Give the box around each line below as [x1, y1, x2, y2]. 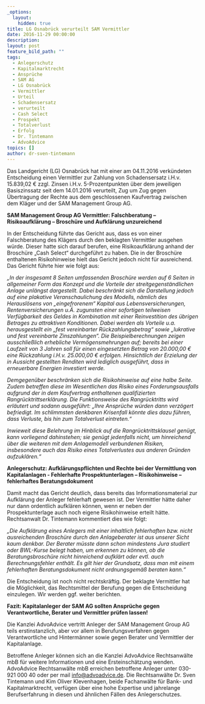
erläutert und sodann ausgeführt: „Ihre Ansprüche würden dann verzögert [7, 402, 194, 409]
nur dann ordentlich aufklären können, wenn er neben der [7, 502, 151, 509]
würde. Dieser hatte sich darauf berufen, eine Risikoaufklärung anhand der [7, 242, 194, 250]
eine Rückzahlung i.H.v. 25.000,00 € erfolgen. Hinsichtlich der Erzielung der [7, 351, 198, 359]
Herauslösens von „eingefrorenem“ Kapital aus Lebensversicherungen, [7, 300, 186, 307]
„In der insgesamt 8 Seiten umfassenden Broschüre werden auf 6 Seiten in [7, 273, 195, 281]
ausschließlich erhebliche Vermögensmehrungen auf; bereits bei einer [7, 339, 183, 346]
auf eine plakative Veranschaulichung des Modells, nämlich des [7, 293, 168, 300]
